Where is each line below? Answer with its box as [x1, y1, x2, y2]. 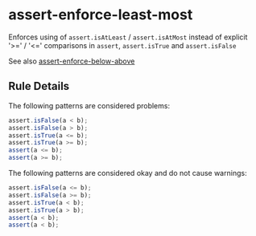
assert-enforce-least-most [8, 6, 193, 24]
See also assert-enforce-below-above [8, 56, 135, 66]
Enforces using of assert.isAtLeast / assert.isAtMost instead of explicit [8, 32, 248, 42]
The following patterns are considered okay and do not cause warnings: [8, 169, 247, 177]
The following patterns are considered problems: [8, 100, 171, 110]
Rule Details [8, 79, 70, 93]
